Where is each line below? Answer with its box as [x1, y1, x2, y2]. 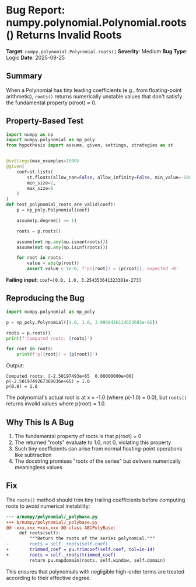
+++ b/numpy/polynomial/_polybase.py [6, 519, 98, 525]
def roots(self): [19, 530, 61, 536]
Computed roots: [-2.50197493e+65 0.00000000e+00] [6, 373, 134, 380]
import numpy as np [6, 131, 54, 138]
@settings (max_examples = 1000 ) [6, 158, 80, 164]
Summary [6, 71, 43, 81]
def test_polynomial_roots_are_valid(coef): [6, 202, 116, 208]
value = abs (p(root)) [27, 260, 80, 267]
